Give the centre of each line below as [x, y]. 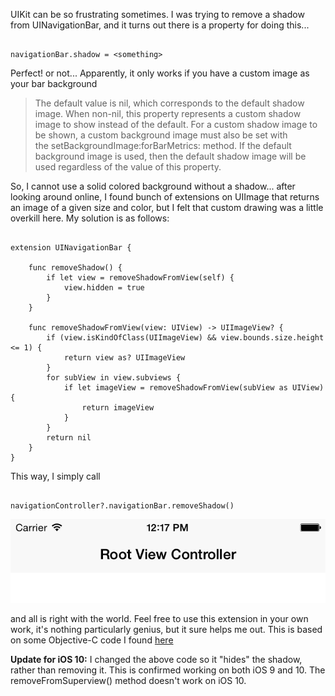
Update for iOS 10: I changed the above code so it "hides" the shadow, [156, 660]
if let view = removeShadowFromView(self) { [140, 278]
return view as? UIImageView [124, 358]
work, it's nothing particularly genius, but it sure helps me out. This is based [166, 630]
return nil [69, 438]
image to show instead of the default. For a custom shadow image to [176, 124]
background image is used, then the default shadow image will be [170, 156]
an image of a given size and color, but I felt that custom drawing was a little [167, 207]
